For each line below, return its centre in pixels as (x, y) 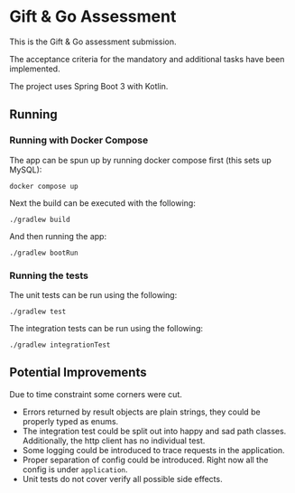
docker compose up (44, 186)
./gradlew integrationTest (60, 345)
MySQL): (26, 170)
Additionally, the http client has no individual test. (114, 441)
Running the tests (49, 275)
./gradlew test (38, 312)
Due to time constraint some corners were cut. (96, 394)
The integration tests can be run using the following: (106, 328)
